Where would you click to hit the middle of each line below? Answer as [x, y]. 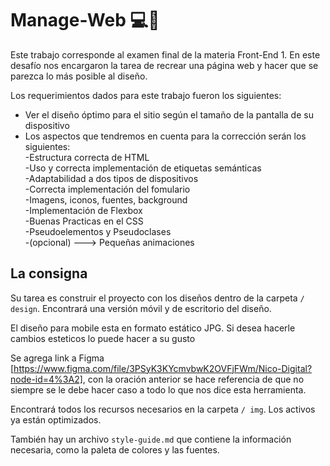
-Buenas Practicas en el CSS [84, 221]
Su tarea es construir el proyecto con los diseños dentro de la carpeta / [157, 298]
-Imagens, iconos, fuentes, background [106, 199]
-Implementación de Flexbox [83, 210]
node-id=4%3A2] [46, 379]
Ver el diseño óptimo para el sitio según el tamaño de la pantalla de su [169, 114]
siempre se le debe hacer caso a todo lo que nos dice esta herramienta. [158, 389]
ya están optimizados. [56, 419]
